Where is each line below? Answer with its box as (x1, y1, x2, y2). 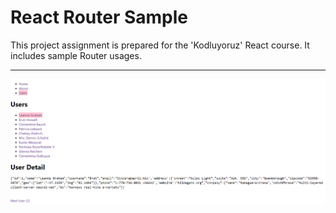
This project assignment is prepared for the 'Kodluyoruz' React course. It (10, 39, 310, 51)
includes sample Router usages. (10, 49, 142, 61)
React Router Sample (10, 6, 189, 29)
